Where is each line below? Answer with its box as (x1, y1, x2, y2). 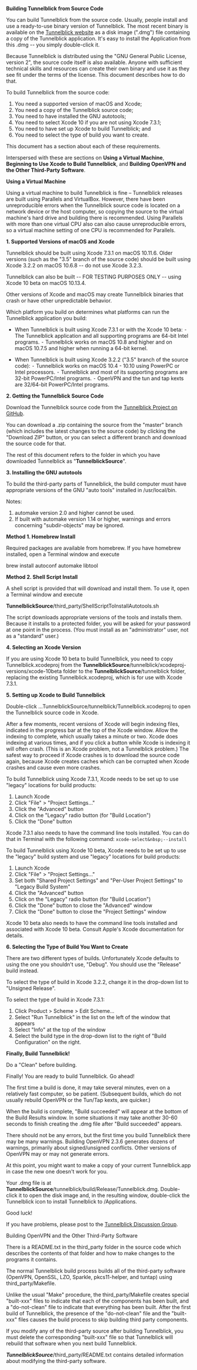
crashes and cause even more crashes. (6, 764, 101, 771)
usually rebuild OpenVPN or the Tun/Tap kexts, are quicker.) (6, 1097, 151, 1103)
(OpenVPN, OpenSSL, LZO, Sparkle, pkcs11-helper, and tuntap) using (6, 1274, 173, 1280)
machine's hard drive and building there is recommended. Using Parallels (6, 214, 183, 221)
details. (6, 932, 24, 939)
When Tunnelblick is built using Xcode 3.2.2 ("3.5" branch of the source (14, 356, 189, 363)
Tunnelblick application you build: (6, 315, 87, 321)
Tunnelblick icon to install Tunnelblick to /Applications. (6, 1198, 137, 1205)
